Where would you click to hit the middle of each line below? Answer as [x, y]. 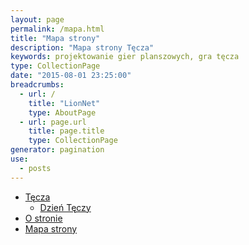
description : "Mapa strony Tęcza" [82, 47]
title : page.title [66, 131]
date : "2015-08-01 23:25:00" [71, 76]
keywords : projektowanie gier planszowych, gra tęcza [125, 57]
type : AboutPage [62, 112]
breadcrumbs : [37, 85]
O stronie [43, 218]
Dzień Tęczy [65, 207]
